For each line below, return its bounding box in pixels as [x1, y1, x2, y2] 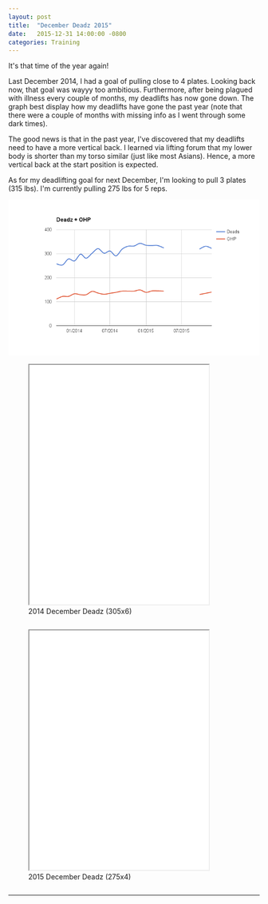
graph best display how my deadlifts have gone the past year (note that [8, 102, 243, 112]
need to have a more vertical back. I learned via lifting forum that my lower [8, 143, 253, 153]
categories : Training [8, 38, 81, 46]
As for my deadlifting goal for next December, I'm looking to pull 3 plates [8, 176, 246, 185]
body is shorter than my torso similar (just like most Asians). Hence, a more [8, 152, 255, 161]
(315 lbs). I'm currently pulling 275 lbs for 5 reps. [8, 184, 167, 193]
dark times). [8, 119, 48, 129]
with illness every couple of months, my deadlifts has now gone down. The [8, 93, 254, 103]
